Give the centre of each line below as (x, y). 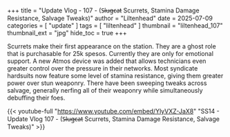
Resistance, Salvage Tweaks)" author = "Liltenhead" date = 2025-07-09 (110, 18)
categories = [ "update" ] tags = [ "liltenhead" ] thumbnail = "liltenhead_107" (115, 26)
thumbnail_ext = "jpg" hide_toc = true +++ (67, 33)
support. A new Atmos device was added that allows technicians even (107, 61)
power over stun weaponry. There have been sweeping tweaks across (107, 83)
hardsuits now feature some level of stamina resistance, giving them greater (115, 76)
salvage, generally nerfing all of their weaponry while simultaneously (105, 90)
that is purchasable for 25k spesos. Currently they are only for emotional (111, 54)
